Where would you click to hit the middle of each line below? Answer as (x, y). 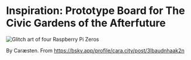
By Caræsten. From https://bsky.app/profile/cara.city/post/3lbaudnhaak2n (95, 50)
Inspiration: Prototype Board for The (95, 11)
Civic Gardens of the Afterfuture (86, 23)
